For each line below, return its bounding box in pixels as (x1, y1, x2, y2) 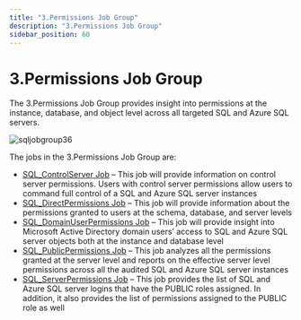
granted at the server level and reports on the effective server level (22, 255, 271, 265)
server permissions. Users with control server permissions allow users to (22, 178, 293, 189)
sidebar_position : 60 (9, 30, 91, 39)
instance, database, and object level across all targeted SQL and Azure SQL (9, 108, 289, 118)
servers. (9, 117, 40, 128)
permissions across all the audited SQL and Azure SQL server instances (22, 264, 289, 275)
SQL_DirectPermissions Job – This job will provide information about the (22, 198, 290, 209)
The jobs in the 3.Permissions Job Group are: (9, 151, 177, 162)
